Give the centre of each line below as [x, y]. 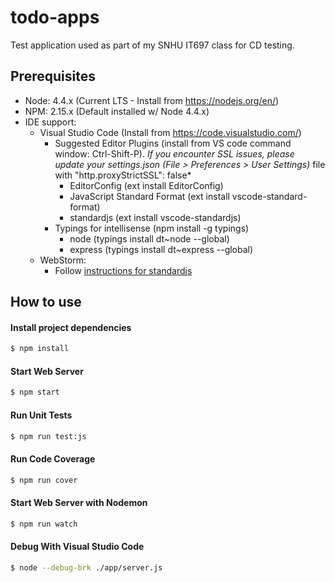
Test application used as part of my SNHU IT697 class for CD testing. [152, 45]
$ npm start [35, 392]
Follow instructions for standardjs [123, 270]
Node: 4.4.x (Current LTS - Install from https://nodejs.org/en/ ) [152, 100]
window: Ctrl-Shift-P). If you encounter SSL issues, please [174, 153]
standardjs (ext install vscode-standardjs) [155, 217]
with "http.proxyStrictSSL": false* [123, 175]
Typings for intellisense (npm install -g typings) [152, 228]
